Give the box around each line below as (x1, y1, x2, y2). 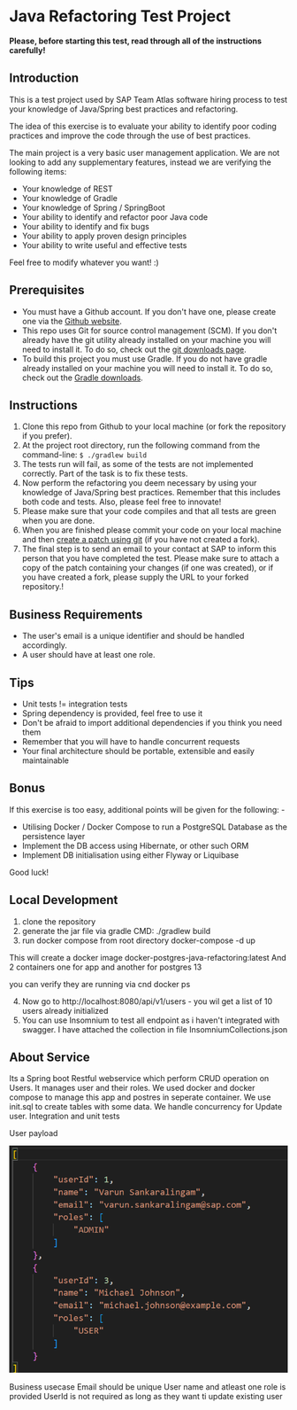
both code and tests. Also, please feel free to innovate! (21, 496, 222, 507)
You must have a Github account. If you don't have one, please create (21, 306, 277, 316)
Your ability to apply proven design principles (21, 230, 187, 241)
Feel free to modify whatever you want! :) (9, 257, 159, 268)
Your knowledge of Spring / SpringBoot (21, 202, 165, 213)
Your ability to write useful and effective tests (21, 239, 187, 250)
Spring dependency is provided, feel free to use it (21, 708, 203, 719)
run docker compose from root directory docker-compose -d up (21, 935, 256, 946)
